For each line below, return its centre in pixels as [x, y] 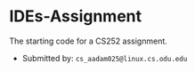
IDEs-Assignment [76, 16]
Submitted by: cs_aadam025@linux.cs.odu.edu [105, 58]
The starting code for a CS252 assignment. [88, 41]
